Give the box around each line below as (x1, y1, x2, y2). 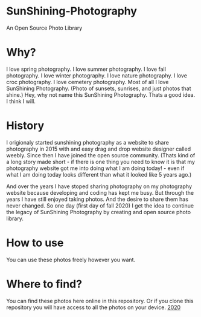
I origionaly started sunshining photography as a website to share (6, 139, 169, 146)
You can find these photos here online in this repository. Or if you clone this (6, 297, 194, 304)
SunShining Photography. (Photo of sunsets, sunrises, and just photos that (6, 85, 191, 92)
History (6, 119, 45, 132)
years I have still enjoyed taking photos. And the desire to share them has (6, 195, 189, 203)
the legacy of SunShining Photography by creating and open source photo (6, 208, 191, 215)
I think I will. (6, 97, 36, 105)
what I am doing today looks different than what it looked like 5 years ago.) (6, 171, 192, 178)
